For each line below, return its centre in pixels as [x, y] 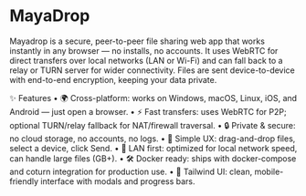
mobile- [269, 171]
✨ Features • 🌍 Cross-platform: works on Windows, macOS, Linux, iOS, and [153, 98]
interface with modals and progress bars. [118, 181]
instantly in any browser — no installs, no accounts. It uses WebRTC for [144, 50]
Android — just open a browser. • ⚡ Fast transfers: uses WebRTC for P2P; [148, 111]
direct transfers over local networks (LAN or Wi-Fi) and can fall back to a [146, 60]
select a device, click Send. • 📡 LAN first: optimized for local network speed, [153, 148]
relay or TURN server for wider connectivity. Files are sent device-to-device [152, 70]
